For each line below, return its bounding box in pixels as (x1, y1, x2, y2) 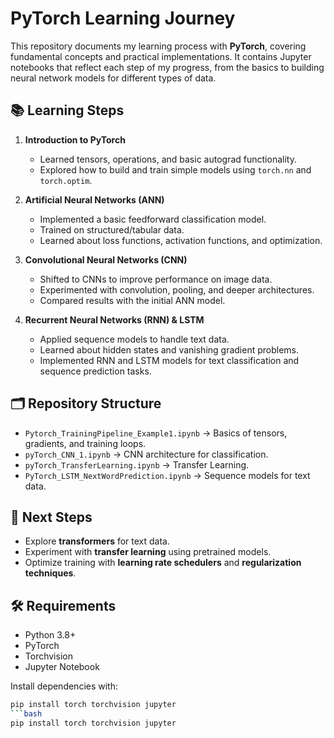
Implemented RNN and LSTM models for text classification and (39, 354, 300, 366)
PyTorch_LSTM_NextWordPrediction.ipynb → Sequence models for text (24, 469, 311, 481)
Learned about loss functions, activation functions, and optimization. (39, 234, 323, 246)
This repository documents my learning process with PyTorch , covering (10, 40, 307, 52)
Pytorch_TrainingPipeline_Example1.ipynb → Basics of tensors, (24, 427, 288, 439)
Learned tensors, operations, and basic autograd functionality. (39, 153, 297, 165)
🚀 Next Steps (10, 508, 93, 526)
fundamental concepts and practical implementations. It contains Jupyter (10, 50, 312, 62)
